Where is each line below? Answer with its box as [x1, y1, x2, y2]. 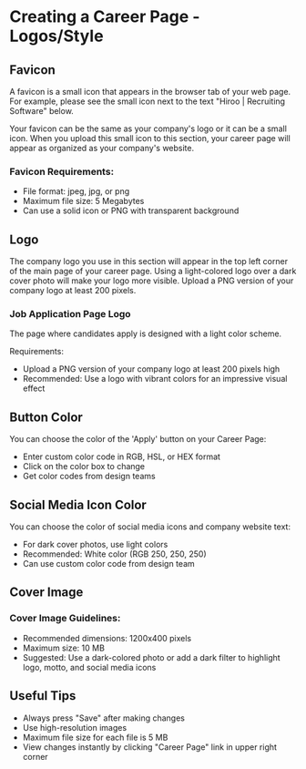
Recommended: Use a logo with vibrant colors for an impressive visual [22, 374, 288, 384]
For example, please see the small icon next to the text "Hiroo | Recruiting [9, 96, 285, 107]
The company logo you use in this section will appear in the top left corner [9, 256, 289, 267]
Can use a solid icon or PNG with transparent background [22, 205, 240, 216]
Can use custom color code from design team [22, 559, 196, 569]
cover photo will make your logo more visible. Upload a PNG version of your [9, 275, 294, 286]
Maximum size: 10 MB [22, 642, 105, 653]
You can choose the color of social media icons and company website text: [9, 521, 291, 532]
